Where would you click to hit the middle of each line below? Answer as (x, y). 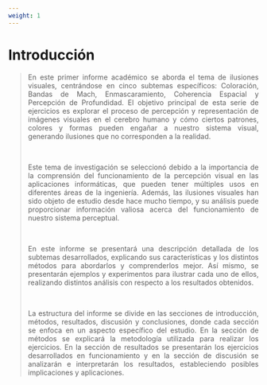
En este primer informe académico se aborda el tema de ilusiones (143, 77)
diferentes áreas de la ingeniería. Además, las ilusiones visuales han (143, 192)
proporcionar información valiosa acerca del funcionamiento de (143, 209)
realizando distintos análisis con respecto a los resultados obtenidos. (141, 282)
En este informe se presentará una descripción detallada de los (143, 248)
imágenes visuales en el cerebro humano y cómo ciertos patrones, (143, 119)
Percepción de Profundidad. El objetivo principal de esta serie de (143, 102)
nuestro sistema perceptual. (74, 218)
